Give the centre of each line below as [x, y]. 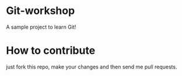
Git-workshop [41, 11]
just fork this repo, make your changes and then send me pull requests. [92, 67]
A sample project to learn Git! [41, 27]
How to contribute [51, 51]
